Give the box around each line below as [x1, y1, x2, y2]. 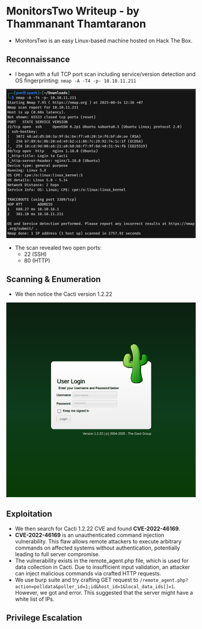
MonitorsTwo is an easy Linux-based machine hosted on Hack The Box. [14, 37, 193, 44]
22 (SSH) [23, 250, 47, 257]
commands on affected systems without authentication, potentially [14, 544, 180, 551]
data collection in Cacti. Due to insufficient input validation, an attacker [14, 563, 191, 571]
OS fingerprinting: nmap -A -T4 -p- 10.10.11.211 [14, 77, 136, 84]
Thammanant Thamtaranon [6, 17, 146, 31]
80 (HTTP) [23, 257, 50, 264]
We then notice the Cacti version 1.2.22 [14, 290, 112, 298]
